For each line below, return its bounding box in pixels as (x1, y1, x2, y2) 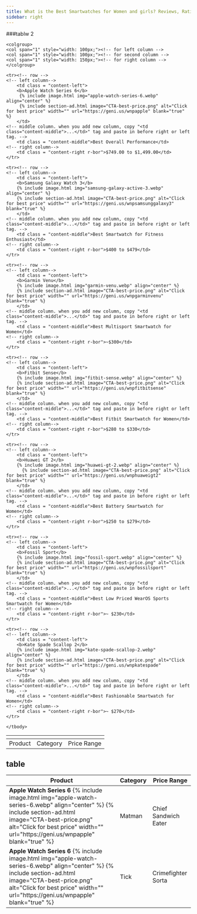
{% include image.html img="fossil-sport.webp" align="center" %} (16, 555, 182, 560)
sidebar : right (6, 14, 43, 20)
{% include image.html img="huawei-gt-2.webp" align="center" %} (16, 462, 180, 468)
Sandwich (152, 812, 180, 820)
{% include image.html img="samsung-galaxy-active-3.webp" (16, 185, 164, 191)
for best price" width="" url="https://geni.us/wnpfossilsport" (6, 565, 167, 570)
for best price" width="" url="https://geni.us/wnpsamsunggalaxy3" (6, 201, 175, 206)
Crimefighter (152, 869, 188, 877)
